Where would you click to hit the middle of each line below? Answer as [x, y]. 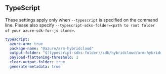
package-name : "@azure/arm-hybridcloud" [52, 49]
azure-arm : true [26, 44]
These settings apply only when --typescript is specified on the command [82, 20]
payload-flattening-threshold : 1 [44, 58]
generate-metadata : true [35, 67]
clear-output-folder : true [37, 62]
